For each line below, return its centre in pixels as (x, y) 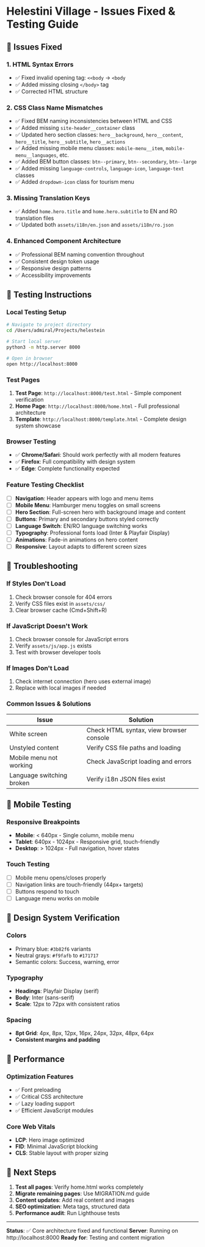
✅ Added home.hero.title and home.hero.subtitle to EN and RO (96, 211)
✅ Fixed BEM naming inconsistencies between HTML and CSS (94, 121)
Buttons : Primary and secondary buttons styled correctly (87, 519)
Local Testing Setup (37, 312)
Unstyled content (34, 747)
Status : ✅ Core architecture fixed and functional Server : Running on (92, 1230)
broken (20, 783)
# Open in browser (30, 358)
